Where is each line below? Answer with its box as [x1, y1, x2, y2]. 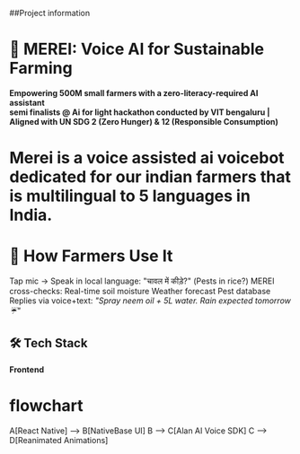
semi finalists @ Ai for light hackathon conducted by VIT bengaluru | [9, 107, 270, 118]
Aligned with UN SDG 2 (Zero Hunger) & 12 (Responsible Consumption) [9, 116, 278, 127]
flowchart [9, 396, 84, 416]
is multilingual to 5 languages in [9, 186, 251, 206]
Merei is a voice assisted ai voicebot [9, 148, 285, 169]
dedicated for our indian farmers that [9, 167, 292, 188]
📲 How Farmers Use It [9, 246, 173, 266]
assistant [9, 97, 45, 108]
